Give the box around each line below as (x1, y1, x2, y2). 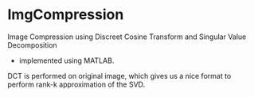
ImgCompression (7, 6, 124, 24)
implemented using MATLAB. (18, 56, 115, 65)
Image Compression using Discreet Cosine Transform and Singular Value (7, 32, 247, 41)
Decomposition (7, 40, 57, 49)
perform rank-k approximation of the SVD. (7, 80, 146, 89)
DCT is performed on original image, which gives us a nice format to (7, 71, 232, 80)
